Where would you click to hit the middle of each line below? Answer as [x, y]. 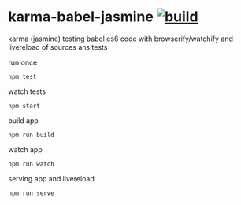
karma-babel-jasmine [81, 17]
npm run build [32, 135]
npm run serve [32, 193]
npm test [22, 76]
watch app [25, 149]
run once [23, 62]
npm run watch [32, 164]
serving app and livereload [51, 178]
